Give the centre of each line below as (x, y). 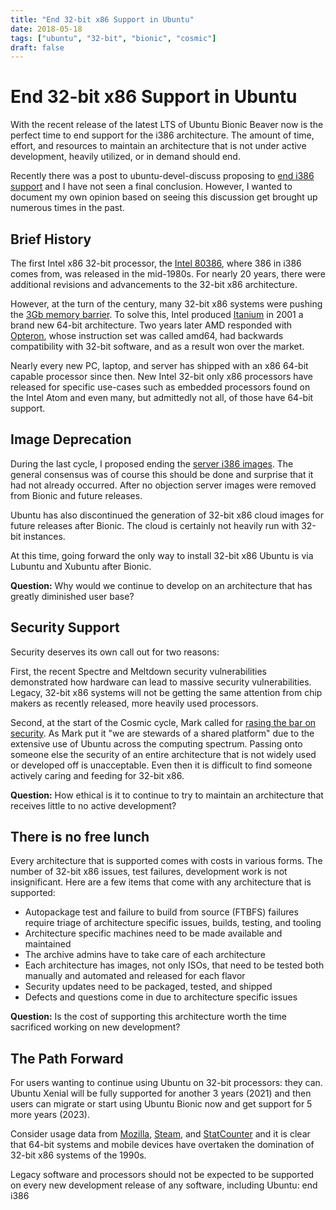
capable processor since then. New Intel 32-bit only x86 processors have (161, 376)
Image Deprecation (71, 439)
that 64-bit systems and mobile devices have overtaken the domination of (162, 1145)
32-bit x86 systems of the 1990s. (78, 1155)
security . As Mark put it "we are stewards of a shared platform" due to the (162, 733)
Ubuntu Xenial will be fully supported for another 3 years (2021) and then (161, 1093)
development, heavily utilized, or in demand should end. (125, 157)
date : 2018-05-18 (46, 29)
